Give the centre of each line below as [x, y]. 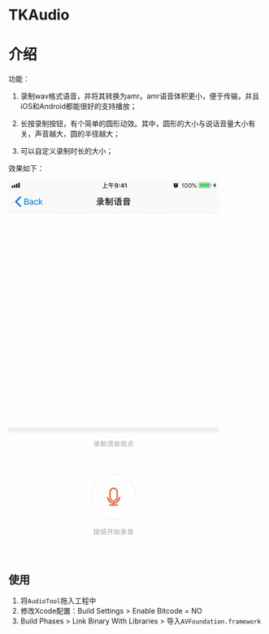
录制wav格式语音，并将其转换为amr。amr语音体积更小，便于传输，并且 [140, 96]
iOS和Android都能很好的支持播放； [78, 107]
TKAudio [39, 15]
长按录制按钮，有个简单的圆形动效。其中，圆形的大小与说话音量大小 [134, 124]
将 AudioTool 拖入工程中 [58, 601]
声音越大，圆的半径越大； [77, 134]
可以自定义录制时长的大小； [67, 151]
